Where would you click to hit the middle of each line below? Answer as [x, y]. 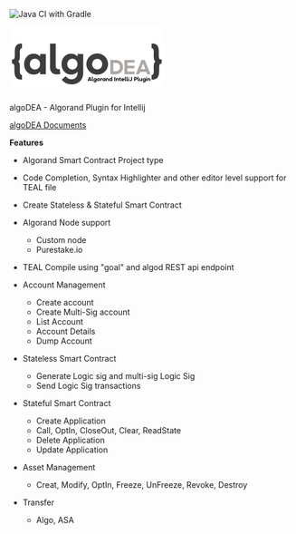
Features [26, 142]
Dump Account [64, 341]
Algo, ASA [55, 520]
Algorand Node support [67, 223]
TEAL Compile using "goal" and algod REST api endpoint [128, 267]
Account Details [66, 331]
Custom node [61, 240]
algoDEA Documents [48, 125]
